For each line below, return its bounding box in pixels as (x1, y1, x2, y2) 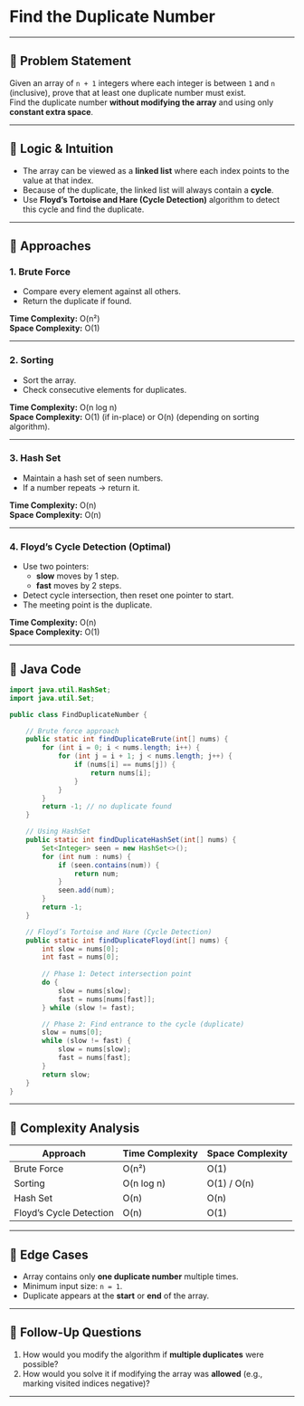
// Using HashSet (25, 827, 91, 837)
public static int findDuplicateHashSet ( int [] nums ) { (25, 836, 237, 845)
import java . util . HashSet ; (9, 685, 111, 694)
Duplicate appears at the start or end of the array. (22, 1290, 210, 1301)
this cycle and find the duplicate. (22, 204, 145, 215)
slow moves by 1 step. (35, 570, 119, 581)
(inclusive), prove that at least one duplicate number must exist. (9, 87, 246, 98)
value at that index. (22, 175, 94, 186)
